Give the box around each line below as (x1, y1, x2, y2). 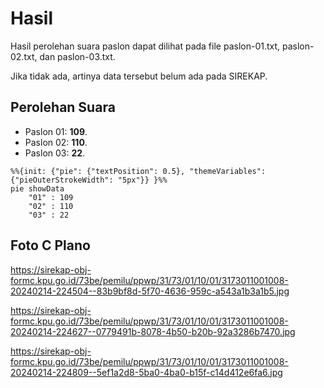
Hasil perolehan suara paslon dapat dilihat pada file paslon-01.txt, (10, 40, 281, 52)
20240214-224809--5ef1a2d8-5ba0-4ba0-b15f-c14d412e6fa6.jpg (10, 366, 283, 378)
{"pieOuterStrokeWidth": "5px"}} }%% (10, 175, 168, 185)
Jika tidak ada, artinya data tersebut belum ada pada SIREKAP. (10, 70, 268, 82)
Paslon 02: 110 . (24, 136, 88, 148)
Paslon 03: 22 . (24, 147, 86, 159)
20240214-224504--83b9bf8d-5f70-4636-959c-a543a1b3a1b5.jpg (10, 285, 290, 297)
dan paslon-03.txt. (39, 50, 116, 62)
